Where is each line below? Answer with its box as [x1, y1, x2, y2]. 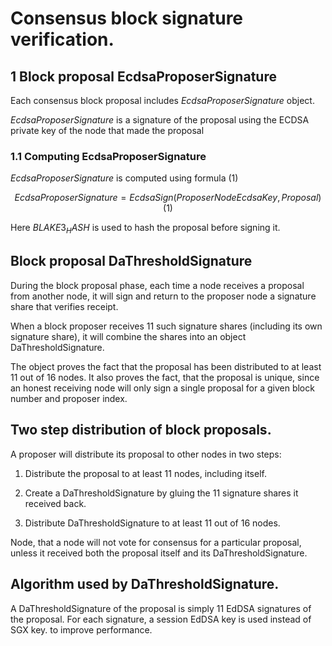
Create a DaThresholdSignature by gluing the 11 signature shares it [24, 487, 299, 499]
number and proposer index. [10, 392, 128, 404]
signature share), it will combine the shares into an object [10, 330, 247, 342]
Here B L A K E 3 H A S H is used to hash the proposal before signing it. [10, 222, 281, 236]
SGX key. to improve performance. [10, 623, 153, 636]
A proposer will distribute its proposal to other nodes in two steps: [10, 448, 282, 460]
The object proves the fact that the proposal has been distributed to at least [10, 360, 322, 372]
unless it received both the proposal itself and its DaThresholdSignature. [10, 547, 308, 559]
